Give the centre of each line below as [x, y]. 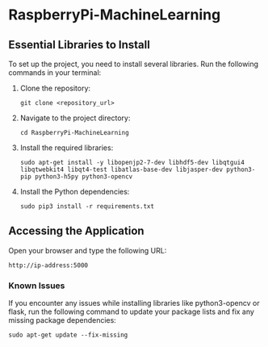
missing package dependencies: [63, 320]
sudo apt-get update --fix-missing [68, 335]
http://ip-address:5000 [48, 265]
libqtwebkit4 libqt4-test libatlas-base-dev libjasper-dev [121, 169]
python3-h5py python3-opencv [84, 177]
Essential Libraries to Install [80, 45]
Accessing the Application [76, 231]
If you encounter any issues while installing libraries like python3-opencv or [134, 303]
